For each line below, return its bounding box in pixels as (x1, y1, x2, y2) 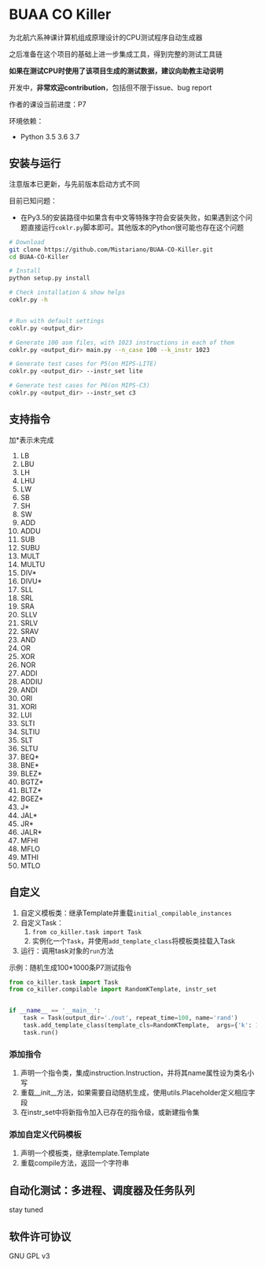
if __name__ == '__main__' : (9, 1006, 101, 1015)
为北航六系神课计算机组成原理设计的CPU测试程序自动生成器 (9, 32, 203, 42)
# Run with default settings (9, 317, 105, 324)
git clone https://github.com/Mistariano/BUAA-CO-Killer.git (9, 246, 214, 254)
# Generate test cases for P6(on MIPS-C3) (9, 382, 150, 390)
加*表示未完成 (9, 435, 54, 444)
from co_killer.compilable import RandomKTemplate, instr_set (9, 986, 217, 994)
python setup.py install (9, 274, 90, 283)
